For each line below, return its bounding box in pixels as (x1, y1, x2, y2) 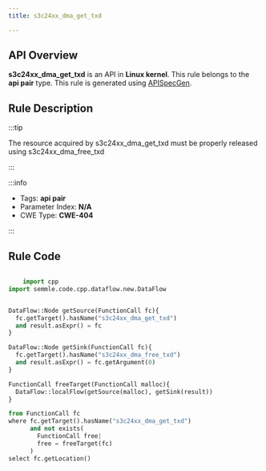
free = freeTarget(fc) (37, 439, 113, 448)
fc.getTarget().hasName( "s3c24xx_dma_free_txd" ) (15, 351, 181, 359)
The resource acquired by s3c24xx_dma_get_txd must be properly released (8, 138, 258, 148)
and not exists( (29, 424, 84, 433)
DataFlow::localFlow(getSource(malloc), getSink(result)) (15, 388, 214, 396)
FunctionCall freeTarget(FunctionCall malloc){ (8, 380, 171, 388)
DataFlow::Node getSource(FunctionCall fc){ (8, 307, 159, 315)
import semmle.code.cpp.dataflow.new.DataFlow (8, 285, 167, 293)
